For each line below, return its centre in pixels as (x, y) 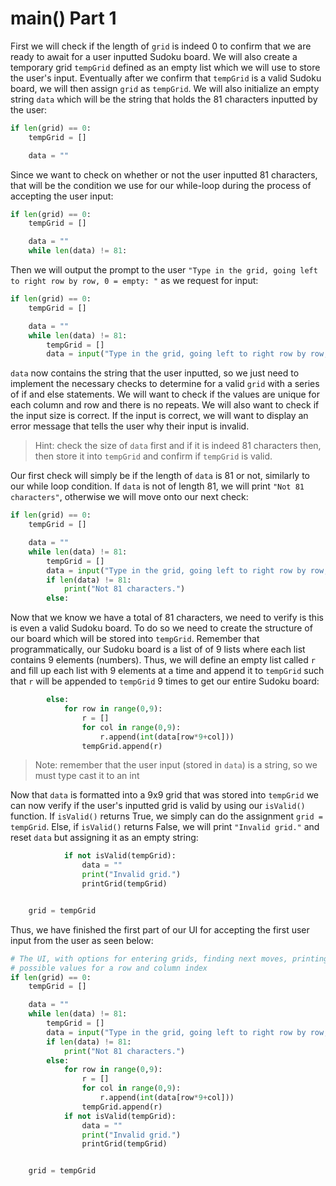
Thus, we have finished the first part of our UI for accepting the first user (160, 929)
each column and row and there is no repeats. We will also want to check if (165, 405)
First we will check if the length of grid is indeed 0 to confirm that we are (161, 46)
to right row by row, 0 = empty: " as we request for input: (134, 281)
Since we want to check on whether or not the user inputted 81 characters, (164, 174)
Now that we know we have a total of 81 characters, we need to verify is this (167, 618)
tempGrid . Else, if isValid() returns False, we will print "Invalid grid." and (165, 827)
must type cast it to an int (87, 776)
